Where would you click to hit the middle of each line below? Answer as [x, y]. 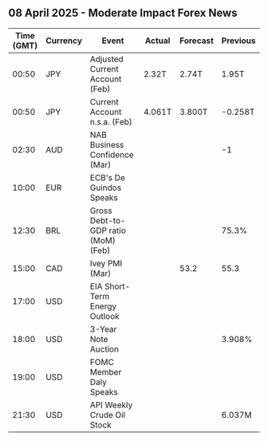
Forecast [196, 41]
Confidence [112, 155]
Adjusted [106, 59]
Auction [104, 348]
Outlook [104, 316]
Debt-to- [108, 220]
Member [106, 372]
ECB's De [107, 177]
